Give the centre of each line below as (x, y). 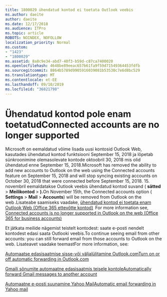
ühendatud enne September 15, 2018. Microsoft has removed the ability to (81, 165)
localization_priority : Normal (38, 43)
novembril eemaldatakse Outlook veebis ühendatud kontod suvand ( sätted (83, 187)
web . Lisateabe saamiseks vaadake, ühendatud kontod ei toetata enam (78, 202)
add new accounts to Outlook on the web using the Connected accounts (80, 171)
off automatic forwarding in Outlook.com (47, 259)
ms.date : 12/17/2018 (27, 24)
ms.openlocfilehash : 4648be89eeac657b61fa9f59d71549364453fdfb (73, 66)
